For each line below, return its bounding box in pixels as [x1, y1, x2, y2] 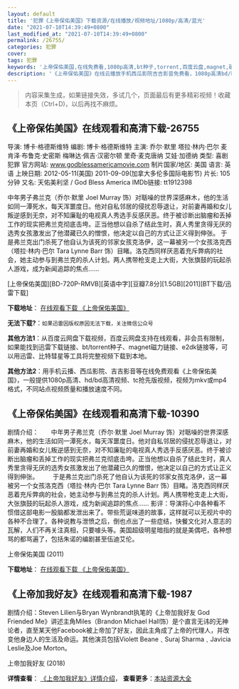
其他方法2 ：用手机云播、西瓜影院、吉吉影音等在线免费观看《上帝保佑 [7, 367, 211, 375]
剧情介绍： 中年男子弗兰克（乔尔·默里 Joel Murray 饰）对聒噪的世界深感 [7, 428, 229, 437]
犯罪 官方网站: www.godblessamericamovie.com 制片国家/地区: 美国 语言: [7, 160, 223, 169]
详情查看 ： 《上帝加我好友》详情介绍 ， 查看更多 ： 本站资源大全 [7, 674, 192, 683]
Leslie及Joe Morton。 [7, 643, 71, 652]
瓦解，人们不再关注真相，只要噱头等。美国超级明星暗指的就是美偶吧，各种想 [7, 526, 232, 534]
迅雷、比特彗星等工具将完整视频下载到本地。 [19, 352, 151, 361]
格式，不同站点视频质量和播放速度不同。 [7, 385, 126, 393]
